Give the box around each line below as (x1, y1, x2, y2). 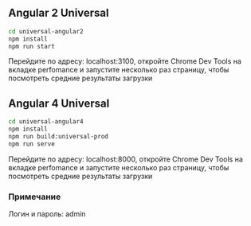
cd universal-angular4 (8, 118, 84, 126)
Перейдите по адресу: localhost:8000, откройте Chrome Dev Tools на (8, 154, 243, 164)
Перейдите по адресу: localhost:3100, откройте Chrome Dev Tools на (8, 56, 241, 66)
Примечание (8, 191, 61, 202)
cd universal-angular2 (8, 27, 84, 35)
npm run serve (8, 139, 56, 148)
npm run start (8, 42, 56, 50)
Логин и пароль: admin (8, 209, 86, 219)
